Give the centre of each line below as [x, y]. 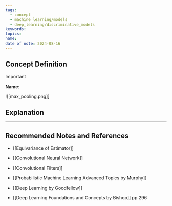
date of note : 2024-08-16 [33, 44]
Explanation [25, 112]
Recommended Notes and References [67, 136]
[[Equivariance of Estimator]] [43, 148]
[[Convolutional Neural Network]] [48, 158]
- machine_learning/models [39, 19]
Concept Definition [36, 64]
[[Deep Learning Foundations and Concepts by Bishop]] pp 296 [80, 198]
